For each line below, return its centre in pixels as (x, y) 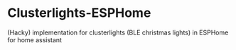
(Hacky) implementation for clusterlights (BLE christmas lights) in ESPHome (118, 32)
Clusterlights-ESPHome (79, 13)
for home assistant (35, 39)
